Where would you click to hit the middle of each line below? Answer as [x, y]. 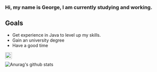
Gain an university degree [38, 40]
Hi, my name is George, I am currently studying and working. [79, 7]
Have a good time [30, 45]
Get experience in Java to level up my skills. [56, 35]
